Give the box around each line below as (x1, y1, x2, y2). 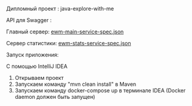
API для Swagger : (6, 17, 52, 23)
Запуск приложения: (6, 51, 59, 58)
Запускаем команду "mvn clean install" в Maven (14, 80, 137, 88)
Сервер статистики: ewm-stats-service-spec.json (6, 40, 131, 46)
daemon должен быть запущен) (14, 93, 95, 100)
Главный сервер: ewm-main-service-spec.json (6, 28, 124, 35)
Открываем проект (14, 74, 64, 81)
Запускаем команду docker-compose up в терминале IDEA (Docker (14, 87, 186, 94)
